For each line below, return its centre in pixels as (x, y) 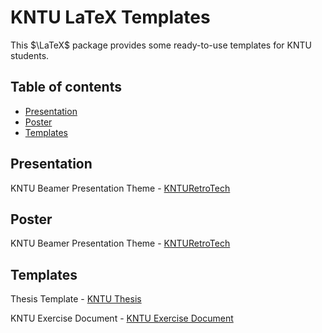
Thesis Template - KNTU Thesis (76, 299)
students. (30, 55)
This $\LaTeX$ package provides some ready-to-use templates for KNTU (161, 45)
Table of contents (66, 87)
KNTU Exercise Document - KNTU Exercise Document (122, 318)
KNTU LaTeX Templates (110, 17)
